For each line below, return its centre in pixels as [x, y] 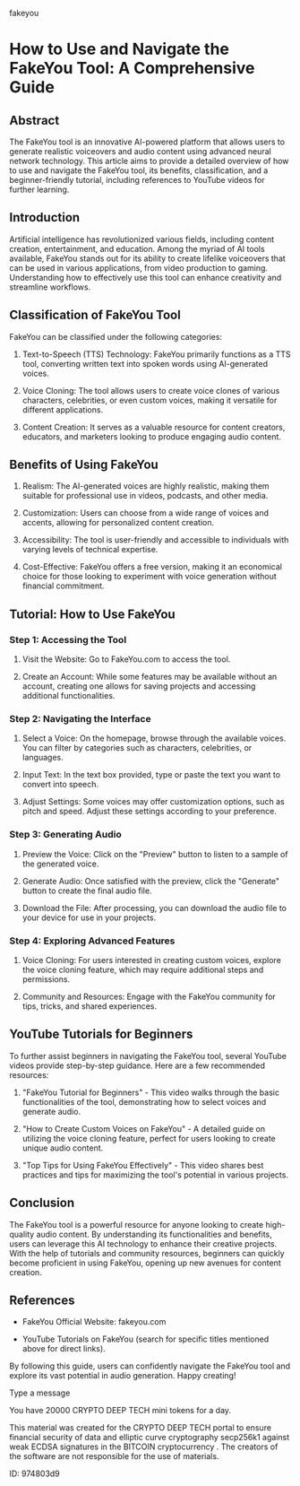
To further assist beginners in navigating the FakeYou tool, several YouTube [148, 1056]
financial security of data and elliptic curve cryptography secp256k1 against [149, 1438]
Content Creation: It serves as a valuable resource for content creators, [154, 427]
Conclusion [42, 1203]
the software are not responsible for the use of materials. [114, 1456]
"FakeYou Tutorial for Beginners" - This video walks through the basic [151, 1092]
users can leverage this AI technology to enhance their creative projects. [143, 1243]
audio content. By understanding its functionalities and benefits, [154, 1234]
